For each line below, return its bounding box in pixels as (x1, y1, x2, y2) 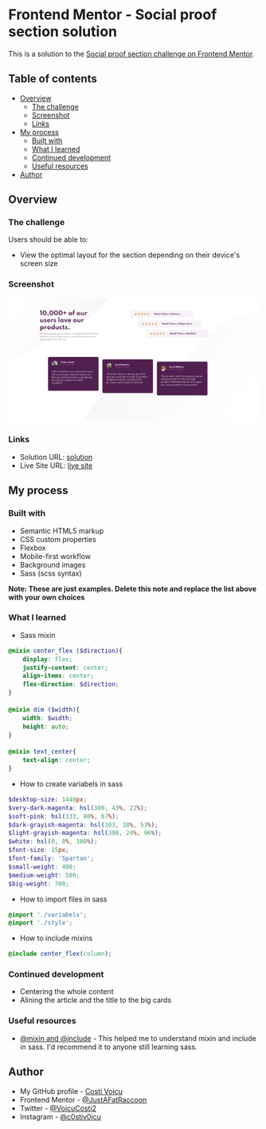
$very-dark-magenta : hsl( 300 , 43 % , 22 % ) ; (8, 804, 148, 812)
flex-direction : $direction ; (22, 680, 119, 688)
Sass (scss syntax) (19, 568, 82, 578)
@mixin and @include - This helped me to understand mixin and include (19, 1033, 256, 1043)
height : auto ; (22, 723, 69, 731)
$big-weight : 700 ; (8, 880, 69, 888)
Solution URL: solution (19, 452, 93, 462)
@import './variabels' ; (8, 910, 88, 919)
